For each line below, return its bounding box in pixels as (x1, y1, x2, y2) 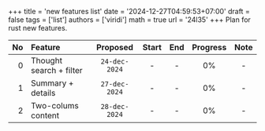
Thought (31, 55, 63, 66)
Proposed (95, 42, 134, 53)
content (31, 110, 60, 121)
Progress (192, 42, 227, 53)
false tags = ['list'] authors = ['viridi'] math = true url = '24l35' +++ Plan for (8, 15, 251, 24)
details (31, 88, 56, 98)
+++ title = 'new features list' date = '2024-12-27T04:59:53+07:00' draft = (8, 7, 250, 16)
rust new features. (8, 24, 68, 32)
